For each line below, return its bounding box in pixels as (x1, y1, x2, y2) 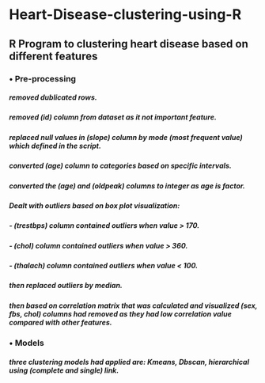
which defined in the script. (9, 141, 102, 150)
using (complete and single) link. (9, 366, 119, 375)
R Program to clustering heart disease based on (9, 37, 248, 51)
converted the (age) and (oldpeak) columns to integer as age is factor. (9, 180, 246, 191)
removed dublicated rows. (9, 93, 97, 102)
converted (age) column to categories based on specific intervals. (9, 161, 233, 171)
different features (9, 49, 98, 63)
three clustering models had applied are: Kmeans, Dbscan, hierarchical (9, 357, 250, 366)
